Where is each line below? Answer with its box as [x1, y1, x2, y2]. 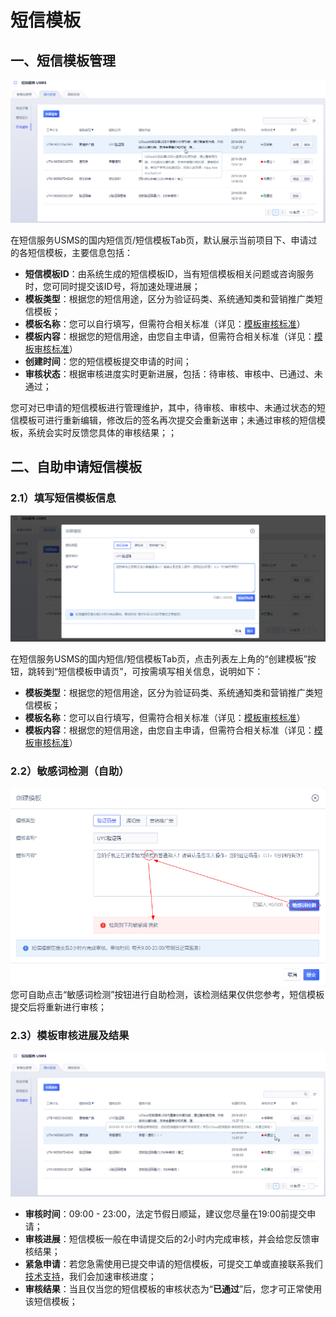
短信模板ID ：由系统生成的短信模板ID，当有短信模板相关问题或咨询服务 [24, 267, 315, 280]
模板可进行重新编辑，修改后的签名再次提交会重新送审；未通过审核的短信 [18, 414, 317, 426]
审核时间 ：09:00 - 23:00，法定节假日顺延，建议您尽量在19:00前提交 [24, 1207, 308, 1220]
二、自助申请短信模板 [10, 459, 142, 476]
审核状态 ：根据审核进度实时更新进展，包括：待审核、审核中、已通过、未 [24, 367, 323, 380]
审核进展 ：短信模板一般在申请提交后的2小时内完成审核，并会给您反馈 [24, 1232, 312, 1245]
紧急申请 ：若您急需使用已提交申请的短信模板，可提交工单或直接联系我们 [24, 1257, 323, 1270]
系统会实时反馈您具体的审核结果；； [27, 426, 177, 438]
